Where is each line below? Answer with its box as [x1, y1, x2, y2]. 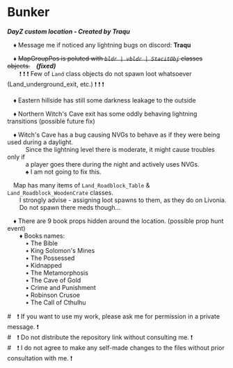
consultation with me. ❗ [7, 353, 73, 362]
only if [7, 153, 26, 161]
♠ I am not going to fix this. [25, 167, 102, 176]
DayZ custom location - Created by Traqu [7, 27, 130, 36]
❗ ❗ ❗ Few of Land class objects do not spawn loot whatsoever [19, 69, 192, 77]
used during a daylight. [7, 137, 74, 146]
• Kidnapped [25, 261, 63, 269]
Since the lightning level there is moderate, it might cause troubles [25, 145, 216, 153]
